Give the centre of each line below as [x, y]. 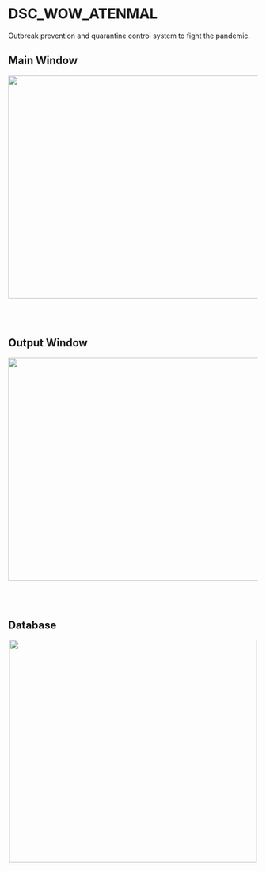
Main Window [43, 61]
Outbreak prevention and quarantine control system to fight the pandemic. [129, 36]
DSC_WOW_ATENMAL [83, 14]
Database [32, 625]
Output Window [48, 343]
